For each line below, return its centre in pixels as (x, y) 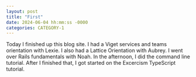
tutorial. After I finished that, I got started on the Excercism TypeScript (91, 63)
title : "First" (25, 17)
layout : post (22, 11)
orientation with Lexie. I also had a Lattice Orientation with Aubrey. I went (95, 51)
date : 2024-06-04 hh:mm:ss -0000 (47, 22)
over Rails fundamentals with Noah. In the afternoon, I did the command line (98, 57)
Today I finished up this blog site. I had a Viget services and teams (87, 44)
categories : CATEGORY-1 (35, 28)
